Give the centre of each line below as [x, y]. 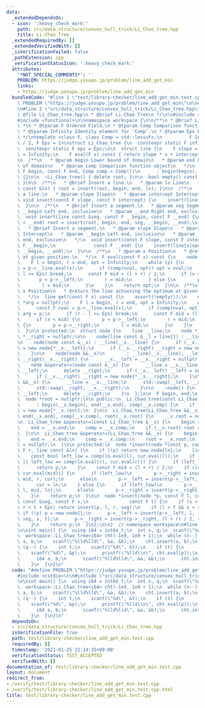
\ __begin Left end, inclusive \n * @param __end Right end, [98, 211]
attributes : [27, 69]
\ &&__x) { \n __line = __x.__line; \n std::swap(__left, [103, 382]
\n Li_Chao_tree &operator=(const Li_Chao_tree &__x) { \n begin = [109, 422]
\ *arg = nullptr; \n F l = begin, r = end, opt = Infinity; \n [102, 303]
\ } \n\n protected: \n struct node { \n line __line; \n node [105, 331]
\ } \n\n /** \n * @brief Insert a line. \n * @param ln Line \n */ [110, 183]
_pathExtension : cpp [38, 58]
